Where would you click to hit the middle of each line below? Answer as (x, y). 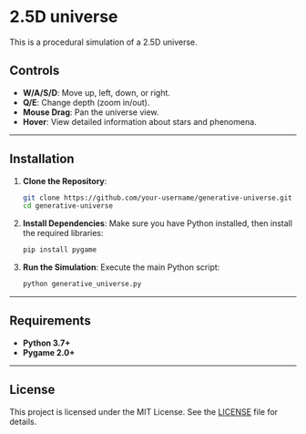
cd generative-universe (68, 206)
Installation (42, 159)
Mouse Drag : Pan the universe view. (91, 112)
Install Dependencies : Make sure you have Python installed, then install (158, 223)
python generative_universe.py (82, 284)
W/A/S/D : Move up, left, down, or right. (97, 92)
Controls (35, 71)
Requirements (50, 321)
